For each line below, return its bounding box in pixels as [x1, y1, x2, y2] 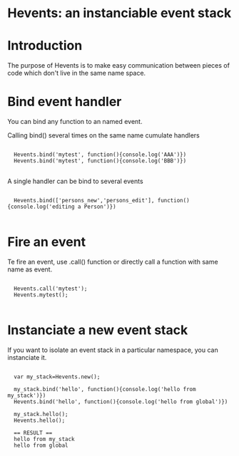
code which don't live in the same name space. [7, 69, 146, 78]
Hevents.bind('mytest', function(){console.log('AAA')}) [14, 151, 187, 158]
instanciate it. [7, 353, 47, 361]
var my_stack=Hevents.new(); [14, 373, 101, 380]
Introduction [7, 38, 83, 54]
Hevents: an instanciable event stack [7, 5, 232, 21]
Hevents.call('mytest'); [14, 285, 88, 292]
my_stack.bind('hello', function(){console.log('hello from [14, 385, 196, 393]
